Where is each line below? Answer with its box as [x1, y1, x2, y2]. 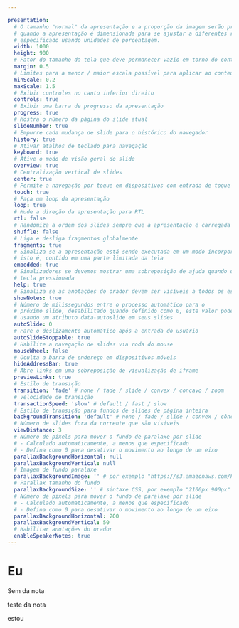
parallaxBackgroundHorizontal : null [14, 453, 122, 460]
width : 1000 [14, 43, 50, 50]
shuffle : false [14, 228, 59, 235]
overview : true [14, 162, 59, 169]
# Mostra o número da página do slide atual [14, 116, 148, 123]
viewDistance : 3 [14, 427, 62, 434]
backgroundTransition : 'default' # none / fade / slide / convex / [14, 413, 218, 420]
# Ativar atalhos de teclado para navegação [14, 142, 148, 149]
